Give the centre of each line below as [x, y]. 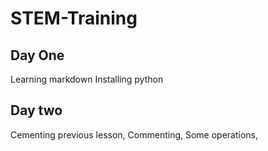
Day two [36, 110]
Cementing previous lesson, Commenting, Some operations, [134, 134]
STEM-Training [74, 18]
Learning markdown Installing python [87, 79]
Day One [37, 55]
